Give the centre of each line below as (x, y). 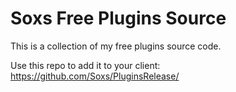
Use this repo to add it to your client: (85, 65)
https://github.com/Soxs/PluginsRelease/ (95, 76)
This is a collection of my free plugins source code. (116, 46)
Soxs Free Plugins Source (118, 18)
